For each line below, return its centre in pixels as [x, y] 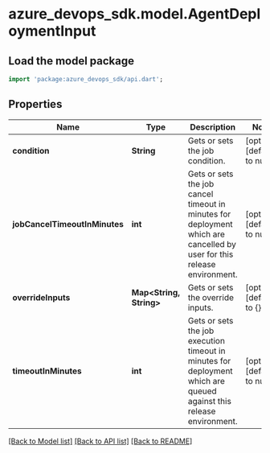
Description [213, 127]
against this [209, 401]
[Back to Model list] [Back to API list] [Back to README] [100, 441]
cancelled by [212, 244]
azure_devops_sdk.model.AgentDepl [135, 14]
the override [211, 297]
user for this [211, 254]
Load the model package [72, 61]
